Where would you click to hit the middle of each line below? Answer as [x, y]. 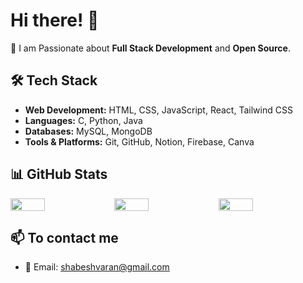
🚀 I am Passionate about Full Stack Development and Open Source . [150, 48]
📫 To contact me [64, 237]
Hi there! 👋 [55, 20]
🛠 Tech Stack [54, 80]
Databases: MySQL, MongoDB [88, 131]
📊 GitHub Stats [59, 174]
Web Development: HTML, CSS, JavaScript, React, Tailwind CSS [158, 110]
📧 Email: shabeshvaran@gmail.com [97, 267]
